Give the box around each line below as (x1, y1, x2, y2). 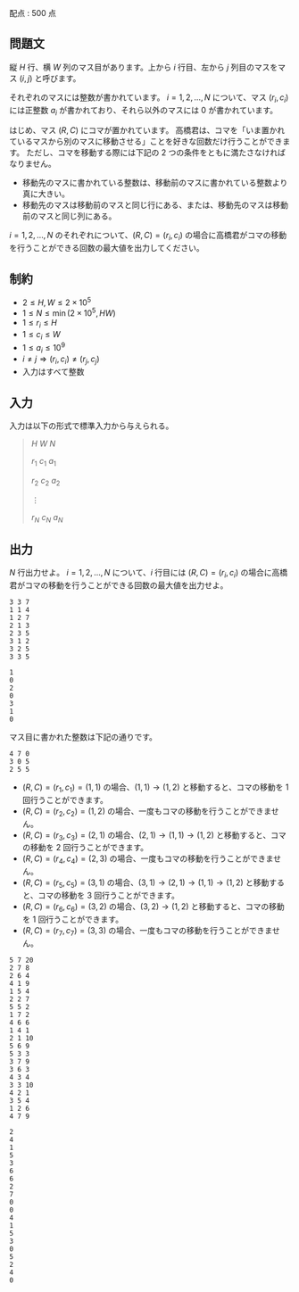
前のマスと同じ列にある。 (21, 211, 117, 221)
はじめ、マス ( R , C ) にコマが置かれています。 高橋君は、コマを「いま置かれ (9, 125, 286, 136)
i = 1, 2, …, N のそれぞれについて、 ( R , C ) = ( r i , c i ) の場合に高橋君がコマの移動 (9, 230, 287, 243)
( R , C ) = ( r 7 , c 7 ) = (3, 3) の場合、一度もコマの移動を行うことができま (21, 924, 273, 938)
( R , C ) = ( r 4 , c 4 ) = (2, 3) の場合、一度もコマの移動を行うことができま (21, 853, 274, 866)
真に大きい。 (21, 188, 70, 199)
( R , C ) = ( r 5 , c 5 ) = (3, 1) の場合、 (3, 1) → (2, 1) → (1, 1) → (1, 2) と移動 (21, 877, 270, 890)
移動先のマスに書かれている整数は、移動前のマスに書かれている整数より (21, 178, 288, 188)
